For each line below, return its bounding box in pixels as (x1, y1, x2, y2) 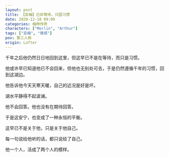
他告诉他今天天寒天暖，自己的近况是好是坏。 (5, 82, 98, 88)
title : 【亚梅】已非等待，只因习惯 (5, 12, 70, 17)
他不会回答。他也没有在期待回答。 (5, 104, 76, 110)
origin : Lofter (5, 40, 37, 45)
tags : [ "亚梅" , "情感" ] (5, 31, 52, 36)
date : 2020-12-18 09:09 (5, 17, 55, 22)
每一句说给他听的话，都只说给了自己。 (5, 135, 85, 141)
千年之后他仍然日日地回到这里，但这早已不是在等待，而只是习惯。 (5, 54, 142, 60)
